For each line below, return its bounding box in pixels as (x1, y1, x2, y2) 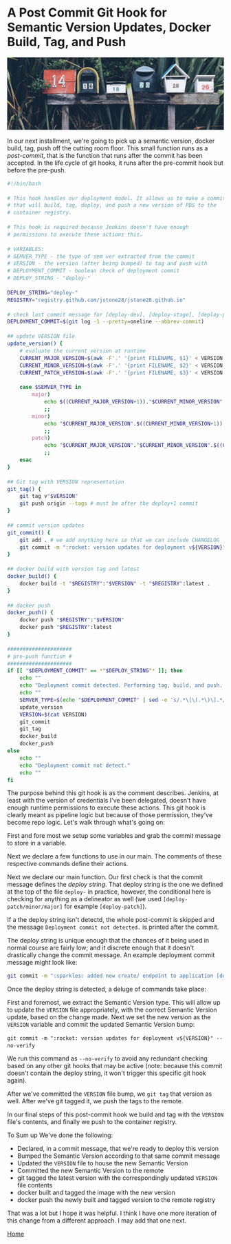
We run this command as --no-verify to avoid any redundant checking (7, 1054, 208, 1063)
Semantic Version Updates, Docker (7, 19, 212, 35)
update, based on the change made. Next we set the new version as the (7, 1013, 211, 1021)
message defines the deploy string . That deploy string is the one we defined (7, 881, 223, 889)
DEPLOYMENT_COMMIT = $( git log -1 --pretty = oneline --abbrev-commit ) (7, 319, 205, 325)
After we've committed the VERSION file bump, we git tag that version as (7, 1090, 212, 1098)
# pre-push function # (7, 653, 72, 660)
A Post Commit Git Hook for (7, 5, 167, 21)
